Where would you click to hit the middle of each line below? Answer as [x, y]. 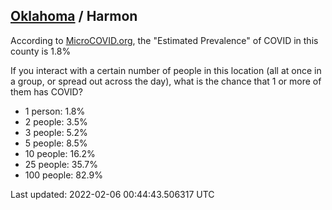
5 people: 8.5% [56, 143]
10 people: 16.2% [60, 153]
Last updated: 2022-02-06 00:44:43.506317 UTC [112, 194]
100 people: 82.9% [63, 175]
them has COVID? [46, 91]
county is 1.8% [41, 51]
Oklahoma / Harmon [74, 16]
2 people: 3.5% [56, 121]
